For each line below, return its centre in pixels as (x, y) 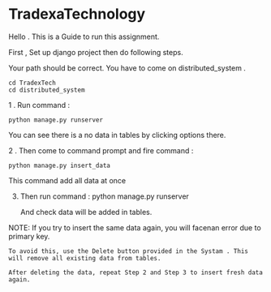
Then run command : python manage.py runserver (104, 196)
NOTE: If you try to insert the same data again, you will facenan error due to (135, 227)
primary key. (29, 236)
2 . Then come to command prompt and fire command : (101, 150)
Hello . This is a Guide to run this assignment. (84, 36)
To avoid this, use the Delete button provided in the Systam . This (129, 251)
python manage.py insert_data (60, 165)
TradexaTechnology (77, 14)
